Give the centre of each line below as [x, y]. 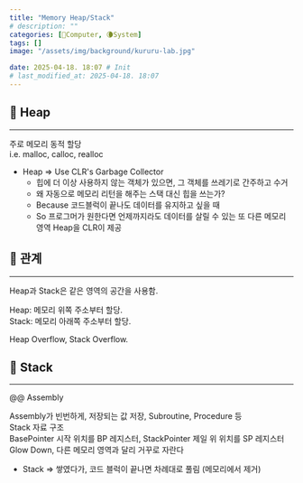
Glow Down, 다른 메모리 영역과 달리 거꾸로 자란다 [97, 450]
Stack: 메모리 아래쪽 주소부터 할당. [70, 320]
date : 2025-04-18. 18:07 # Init [70, 68]
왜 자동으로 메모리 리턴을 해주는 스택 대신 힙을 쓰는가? [130, 193]
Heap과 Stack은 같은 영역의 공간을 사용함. [84, 291]
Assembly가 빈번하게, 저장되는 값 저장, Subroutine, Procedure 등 [126, 416]
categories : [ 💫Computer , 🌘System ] [76, 34]
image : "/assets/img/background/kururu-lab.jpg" [102, 51]
